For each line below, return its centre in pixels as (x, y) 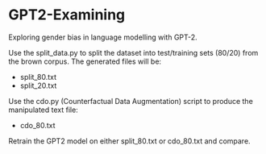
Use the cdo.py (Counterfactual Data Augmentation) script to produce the (131, 101)
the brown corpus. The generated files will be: (85, 61)
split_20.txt (38, 85)
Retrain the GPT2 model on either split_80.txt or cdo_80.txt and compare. (130, 141)
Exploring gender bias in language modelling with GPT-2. (103, 37)
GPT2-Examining (67, 15)
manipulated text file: (43, 110)
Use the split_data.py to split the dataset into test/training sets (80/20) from (133, 52)
